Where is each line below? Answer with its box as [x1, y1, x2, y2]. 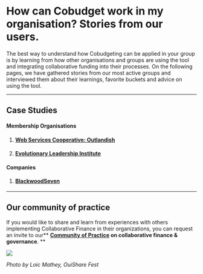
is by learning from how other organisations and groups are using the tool [6, 56, 189, 64]
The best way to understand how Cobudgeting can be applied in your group [6, 50, 195, 57]
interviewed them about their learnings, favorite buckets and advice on [6, 76, 182, 83]
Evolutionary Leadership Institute [14, 150, 101, 157]
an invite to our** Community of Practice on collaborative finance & [6, 231, 178, 238]
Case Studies [6, 105, 57, 116]
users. [6, 30, 39, 44]
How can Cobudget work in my [6, 4, 164, 18]
